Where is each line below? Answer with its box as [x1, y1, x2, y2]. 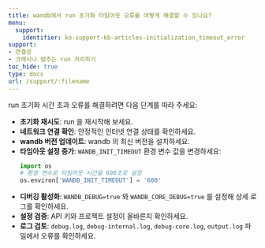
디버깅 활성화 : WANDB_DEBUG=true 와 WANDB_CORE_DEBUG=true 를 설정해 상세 [19, 192, 249, 202]
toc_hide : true [8, 63, 58, 71]
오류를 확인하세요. [40, 231, 96, 241]
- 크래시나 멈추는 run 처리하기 [8, 56, 96, 64]
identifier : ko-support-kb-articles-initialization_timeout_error [22, 33, 245, 42]
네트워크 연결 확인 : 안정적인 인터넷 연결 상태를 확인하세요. [19, 127, 196, 136]
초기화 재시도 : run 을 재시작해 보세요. [19, 117, 134, 126]
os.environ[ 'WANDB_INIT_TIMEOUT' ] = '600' [19, 176, 162, 185]
